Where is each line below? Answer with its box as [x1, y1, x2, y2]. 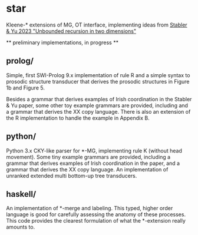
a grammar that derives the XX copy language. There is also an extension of [6, 108, 191, 115]
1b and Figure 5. [6, 84, 45, 91]
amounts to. [6, 223, 35, 231]
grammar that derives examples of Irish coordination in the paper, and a [6, 160, 180, 167]
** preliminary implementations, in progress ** [6, 39, 119, 46]
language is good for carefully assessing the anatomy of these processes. [6, 211, 186, 218]
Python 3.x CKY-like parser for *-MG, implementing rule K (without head [6, 147, 183, 154]
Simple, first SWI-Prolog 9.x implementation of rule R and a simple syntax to [6, 71, 190, 78]
